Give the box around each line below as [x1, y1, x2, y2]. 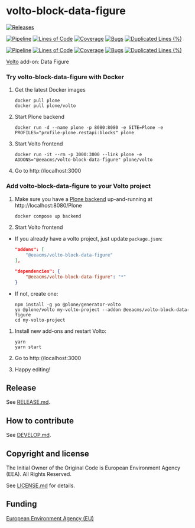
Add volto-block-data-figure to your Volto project [6, 182, 151, 190]
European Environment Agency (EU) [6, 514, 94, 521]
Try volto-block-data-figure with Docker [6, 73, 124, 81]
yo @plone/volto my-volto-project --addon [14, 306, 121, 313]
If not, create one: [14, 290, 58, 297]
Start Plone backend [14, 114, 65, 121]
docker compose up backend [14, 213, 82, 219]
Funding [6, 499, 37, 509]
